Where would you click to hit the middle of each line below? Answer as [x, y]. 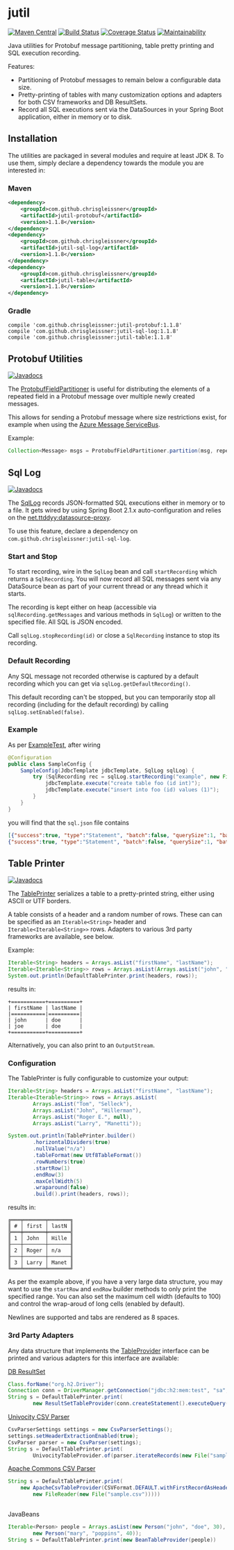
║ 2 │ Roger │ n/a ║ [41, 1251]
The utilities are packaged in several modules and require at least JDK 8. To [116, 155]
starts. [17, 594]
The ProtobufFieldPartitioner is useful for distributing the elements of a [109, 389]
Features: [22, 66]
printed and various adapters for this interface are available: [93, 1358]
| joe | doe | [45, 1026]
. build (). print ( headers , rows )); [81, 1194]
